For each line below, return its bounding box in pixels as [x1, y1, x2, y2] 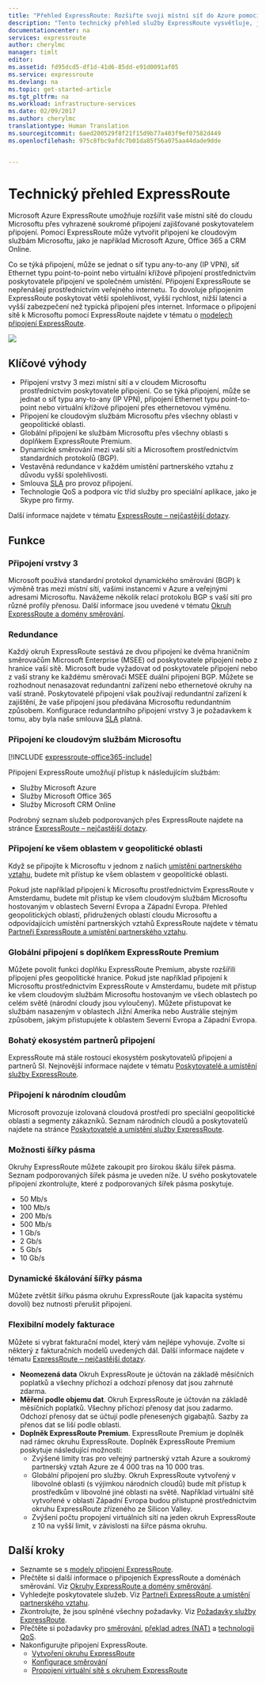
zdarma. [19, 1386, 47, 1396]
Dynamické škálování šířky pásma [8, 1273, 142, 1284]
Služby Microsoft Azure [19, 782, 97, 792]
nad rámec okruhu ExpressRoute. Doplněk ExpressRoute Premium [19, 1437, 236, 1446]
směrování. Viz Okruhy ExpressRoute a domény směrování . [19, 1582, 213, 1591]
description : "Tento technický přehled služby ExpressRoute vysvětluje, [8, 19, 253, 27]
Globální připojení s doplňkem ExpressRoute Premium [8, 946, 219, 958]
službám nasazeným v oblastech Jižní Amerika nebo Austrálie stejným [8, 1007, 237, 1016]
